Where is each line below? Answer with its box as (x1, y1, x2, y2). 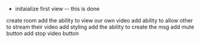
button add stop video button (6, 30, 79, 37)
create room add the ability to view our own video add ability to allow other (6, 17, 193, 24)
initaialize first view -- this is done (15, 5, 100, 12)
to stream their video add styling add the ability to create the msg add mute (6, 24, 195, 30)
